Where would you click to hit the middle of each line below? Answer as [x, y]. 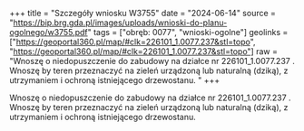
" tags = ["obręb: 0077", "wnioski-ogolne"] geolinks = [188, 32]
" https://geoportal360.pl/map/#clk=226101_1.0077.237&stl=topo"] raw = [144, 51]
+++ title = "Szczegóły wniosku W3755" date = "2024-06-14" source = [143, 13]
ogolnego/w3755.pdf [49, 32]
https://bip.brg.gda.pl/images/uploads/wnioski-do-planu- [120, 23]
